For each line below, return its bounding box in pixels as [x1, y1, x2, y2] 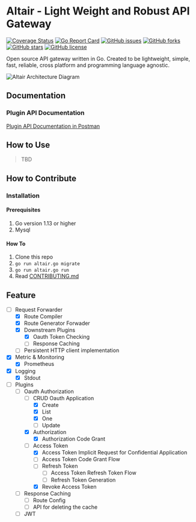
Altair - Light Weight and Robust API [6, 4, 191, 18]
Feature [6, 290, 36, 300]
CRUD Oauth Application [32, 394, 94, 401]
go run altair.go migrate [14, 261, 80, 267]
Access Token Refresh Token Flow [51, 469, 136, 477]
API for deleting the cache [32, 503, 98, 511]
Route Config [32, 496, 66, 504]
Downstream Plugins [23, 327, 76, 334]
